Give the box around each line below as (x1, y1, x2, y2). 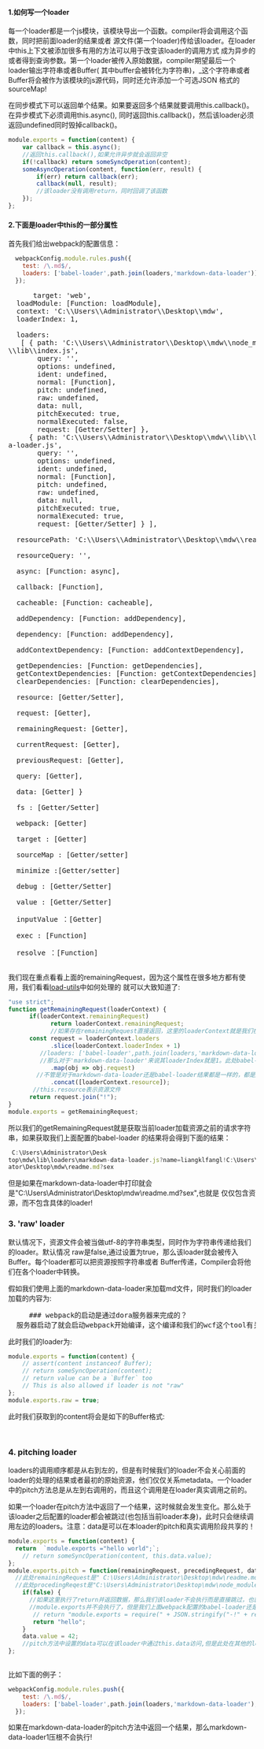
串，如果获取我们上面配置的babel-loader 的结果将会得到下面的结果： (8, 1133, 231, 1142)
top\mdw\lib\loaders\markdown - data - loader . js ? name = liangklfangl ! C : (8, 1156, 234, 1164)
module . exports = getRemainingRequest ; (8, 1108, 139, 1116)
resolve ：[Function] (16, 948, 98, 957)
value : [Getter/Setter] (16, 897, 112, 906)
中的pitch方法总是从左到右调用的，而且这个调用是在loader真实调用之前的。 (8, 1485, 251, 1495)
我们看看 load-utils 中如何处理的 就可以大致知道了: (21, 982, 181, 992)
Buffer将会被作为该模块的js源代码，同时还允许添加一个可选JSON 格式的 (8, 76, 240, 85)
